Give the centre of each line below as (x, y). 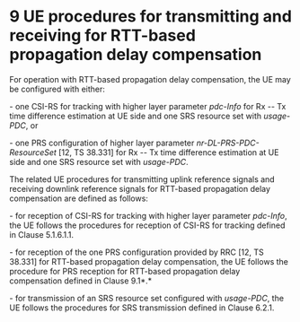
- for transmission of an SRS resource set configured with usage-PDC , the (147, 298)
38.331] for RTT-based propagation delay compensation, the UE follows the (149, 261)
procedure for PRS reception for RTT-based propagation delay (125, 271)
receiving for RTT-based (102, 35)
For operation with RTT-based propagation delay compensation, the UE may (150, 79)
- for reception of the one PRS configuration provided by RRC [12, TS (137, 252)
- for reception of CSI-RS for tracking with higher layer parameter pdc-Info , (148, 215)
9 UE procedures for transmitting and (150, 17)
